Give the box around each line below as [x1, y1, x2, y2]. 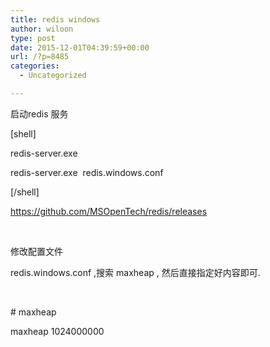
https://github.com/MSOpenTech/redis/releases [10, 205, 208, 217]
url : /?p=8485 [10, 52, 70, 62]
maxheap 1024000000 [10, 325, 105, 337]
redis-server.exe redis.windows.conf [10, 166, 164, 178]
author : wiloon [10, 24, 74, 34]
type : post [10, 33, 56, 43]
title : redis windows [10, 14, 101, 25]
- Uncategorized [19, 71, 87, 81]
